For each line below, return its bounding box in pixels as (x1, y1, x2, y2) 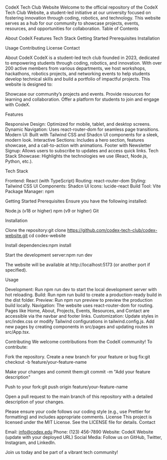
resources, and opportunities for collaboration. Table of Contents (5, 26, 139, 32)
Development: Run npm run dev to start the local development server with (5, 287, 157, 292)
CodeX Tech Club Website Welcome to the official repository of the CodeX (5, 5, 158, 10)
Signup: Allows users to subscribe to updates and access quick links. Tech (5, 148, 159, 153)
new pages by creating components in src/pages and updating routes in (5, 324, 154, 330)
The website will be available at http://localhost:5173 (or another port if (5, 262, 151, 268)
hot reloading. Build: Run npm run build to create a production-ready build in (5, 292, 162, 298)
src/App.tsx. (5, 329, 30, 335)
